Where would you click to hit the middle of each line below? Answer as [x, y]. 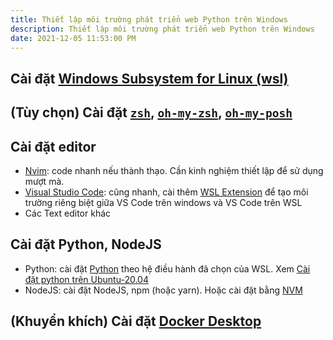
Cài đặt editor [53, 146]
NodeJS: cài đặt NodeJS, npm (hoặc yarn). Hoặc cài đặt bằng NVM [163, 290]
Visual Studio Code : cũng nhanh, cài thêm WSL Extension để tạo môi [166, 192]
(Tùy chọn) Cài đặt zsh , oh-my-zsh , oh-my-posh [151, 112]
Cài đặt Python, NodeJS [86, 244]
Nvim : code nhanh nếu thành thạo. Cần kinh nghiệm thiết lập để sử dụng [174, 170]
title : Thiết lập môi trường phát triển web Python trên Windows [149, 19]
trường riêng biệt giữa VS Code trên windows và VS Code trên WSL [163, 202]
